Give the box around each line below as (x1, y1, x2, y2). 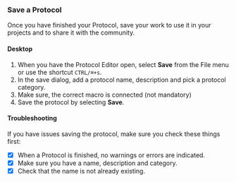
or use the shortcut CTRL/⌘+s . (17, 68, 102, 76)
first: (7, 137, 21, 145)
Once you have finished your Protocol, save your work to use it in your (7, 21, 211, 30)
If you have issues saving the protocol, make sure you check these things (7, 129, 221, 138)
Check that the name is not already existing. (17, 166, 146, 175)
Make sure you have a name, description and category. (17, 159, 178, 167)
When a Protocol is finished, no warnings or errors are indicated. (17, 150, 206, 159)
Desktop (7, 44, 33, 53)
